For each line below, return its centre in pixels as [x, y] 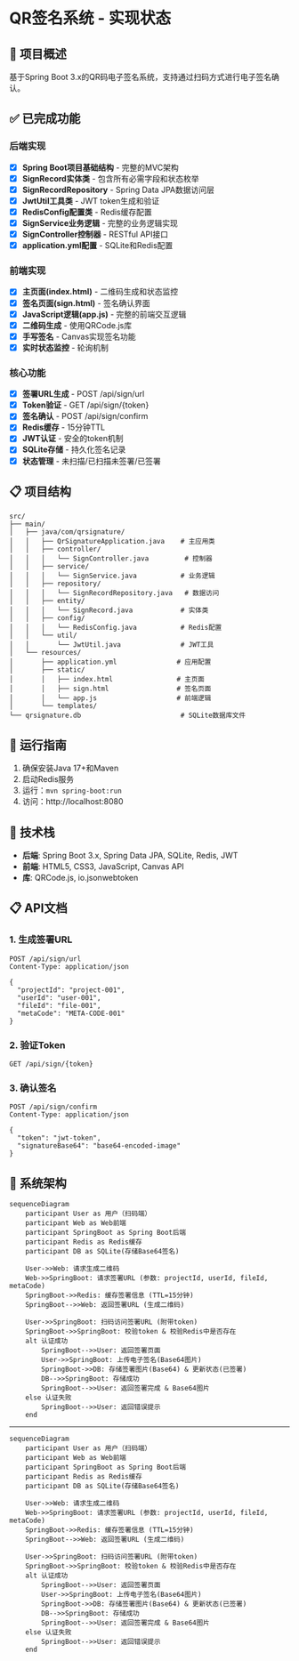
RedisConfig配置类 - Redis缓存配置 [87, 212]
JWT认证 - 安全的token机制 [73, 439]
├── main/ [28, 524]
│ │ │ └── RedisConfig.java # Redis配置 [116, 628]
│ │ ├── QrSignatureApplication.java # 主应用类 [112, 542]
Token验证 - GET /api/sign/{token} [85, 405]
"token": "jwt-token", [59, 1138]
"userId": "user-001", [59, 997]
